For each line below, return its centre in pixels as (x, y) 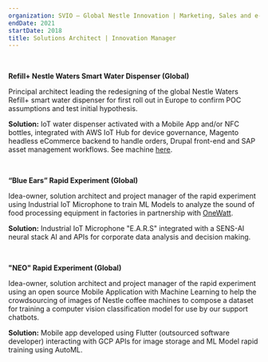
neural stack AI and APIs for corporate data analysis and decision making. (130, 237)
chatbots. (24, 317)
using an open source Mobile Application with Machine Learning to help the (132, 292)
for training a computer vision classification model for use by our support (128, 309)
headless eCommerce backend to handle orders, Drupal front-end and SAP (132, 141)
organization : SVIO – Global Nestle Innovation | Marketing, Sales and (130, 16)
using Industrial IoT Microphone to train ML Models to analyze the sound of (132, 205)
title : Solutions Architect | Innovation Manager (93, 38)
